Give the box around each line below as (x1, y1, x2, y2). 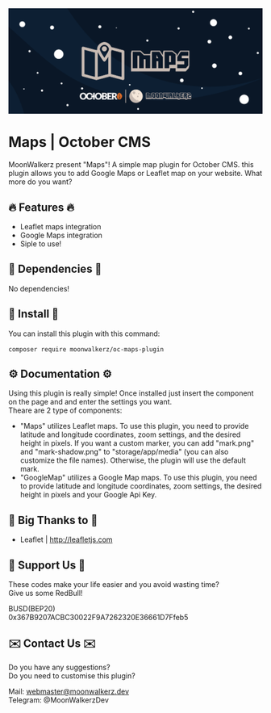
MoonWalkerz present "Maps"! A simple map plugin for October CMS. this (8, 160, 254, 170)
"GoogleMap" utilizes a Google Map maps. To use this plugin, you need (19, 472, 257, 483)
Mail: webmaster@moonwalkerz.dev (8, 686, 130, 696)
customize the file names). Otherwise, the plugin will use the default (19, 455, 246, 465)
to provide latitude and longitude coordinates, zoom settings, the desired (19, 481, 262, 491)
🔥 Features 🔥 (8, 200, 75, 214)
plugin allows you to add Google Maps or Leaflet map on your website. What (8, 169, 263, 178)
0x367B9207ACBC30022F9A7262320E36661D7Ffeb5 (8, 612, 189, 622)
